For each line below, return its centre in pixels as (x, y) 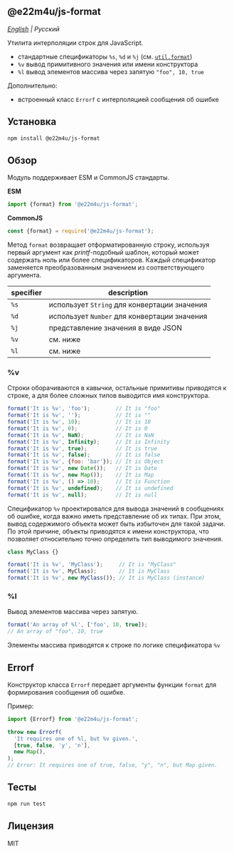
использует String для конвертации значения (128, 305)
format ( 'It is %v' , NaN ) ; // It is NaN (81, 435)
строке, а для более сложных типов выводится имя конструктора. (109, 396)
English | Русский (33, 29)
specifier (27, 293)
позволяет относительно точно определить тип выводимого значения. (115, 538)
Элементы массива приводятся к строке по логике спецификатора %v (114, 645)
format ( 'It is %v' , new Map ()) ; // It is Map (81, 475)
